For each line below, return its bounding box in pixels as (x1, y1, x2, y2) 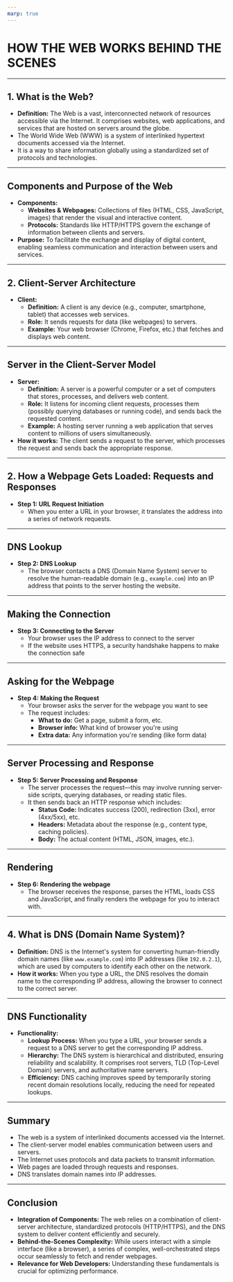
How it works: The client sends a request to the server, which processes (17, 436, 225, 444)
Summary (7, 1115, 51, 1126)
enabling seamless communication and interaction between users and (17, 243, 218, 251)
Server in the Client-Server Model (7, 359, 156, 371)
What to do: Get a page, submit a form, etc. (37, 716, 163, 724)
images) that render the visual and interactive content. (27, 213, 182, 222)
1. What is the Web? (7, 91, 94, 103)
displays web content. (27, 333, 91, 340)
